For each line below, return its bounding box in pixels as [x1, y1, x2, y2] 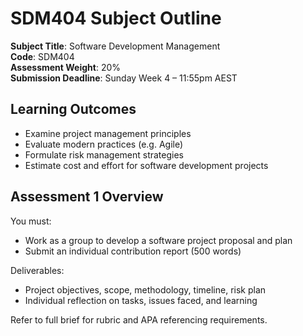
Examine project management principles [24, 127, 192, 139]
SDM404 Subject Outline [10, 7, 222, 30]
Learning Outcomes [10, 101, 137, 118]
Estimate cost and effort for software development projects [24, 159, 269, 171]
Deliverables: [10, 264, 65, 276]
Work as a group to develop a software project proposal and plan [24, 234, 293, 246]
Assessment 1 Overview [10, 188, 164, 206]
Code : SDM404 [10, 50, 75, 62]
